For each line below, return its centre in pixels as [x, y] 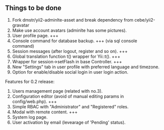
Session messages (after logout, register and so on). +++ [70, 51]
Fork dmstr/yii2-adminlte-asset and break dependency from [73, 20]
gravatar [21, 25]
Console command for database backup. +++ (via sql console [75, 41]
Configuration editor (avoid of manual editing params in [68, 96]
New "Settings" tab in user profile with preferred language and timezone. [86, 67]
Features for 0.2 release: [30, 81]
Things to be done [33, 8]
